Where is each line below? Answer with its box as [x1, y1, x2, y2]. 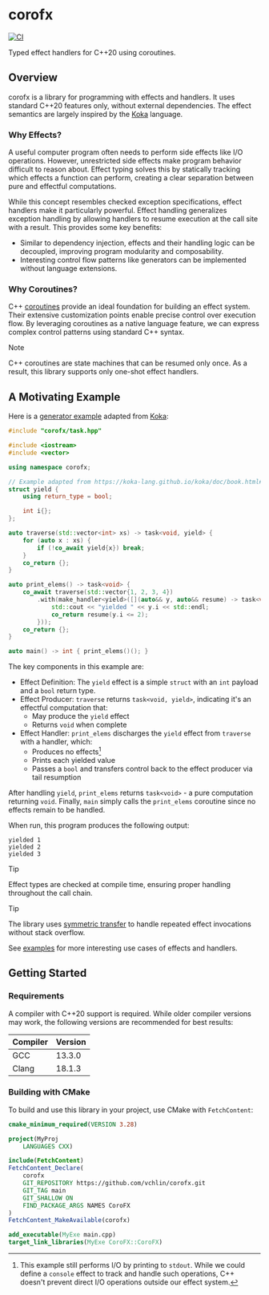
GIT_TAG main [22, 1186, 66, 1195]
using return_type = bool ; [22, 493, 113, 501]
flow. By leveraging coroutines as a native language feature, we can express [8, 319, 260, 329]
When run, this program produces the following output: [8, 820, 190, 830]
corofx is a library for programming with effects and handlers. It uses [8, 92, 235, 102]
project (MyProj [8, 1135, 59, 1143]
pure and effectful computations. [8, 182, 117, 192]
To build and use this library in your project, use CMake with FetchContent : [8, 1104, 254, 1115]
